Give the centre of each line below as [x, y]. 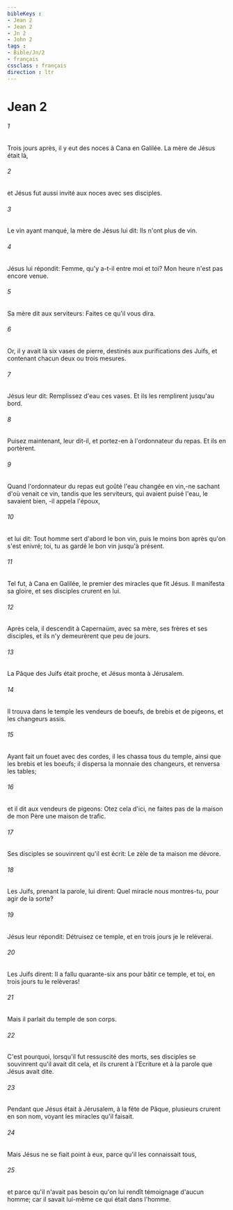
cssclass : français [37, 66]
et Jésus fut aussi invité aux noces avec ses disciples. [85, 193]
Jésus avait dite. [31, 1072]
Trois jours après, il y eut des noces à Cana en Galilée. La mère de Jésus [111, 148]
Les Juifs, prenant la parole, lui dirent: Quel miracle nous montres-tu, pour [113, 892]
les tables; [22, 771]
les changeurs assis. [37, 718]
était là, [18, 155]
